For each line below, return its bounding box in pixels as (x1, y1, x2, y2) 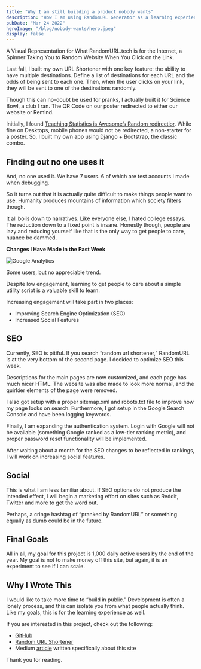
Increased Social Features (14, 316, 80, 323)
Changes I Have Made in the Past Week (6, 245, 106, 253)
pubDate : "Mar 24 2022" (6, 20, 66, 26)
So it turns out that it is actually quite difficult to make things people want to (6, 190, 193, 197)
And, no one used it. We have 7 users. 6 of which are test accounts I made (6, 172, 190, 180)
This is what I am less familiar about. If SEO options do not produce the (6, 486, 181, 494)
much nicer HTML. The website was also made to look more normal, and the (6, 380, 194, 387)
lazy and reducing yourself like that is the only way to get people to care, (6, 227, 185, 235)
